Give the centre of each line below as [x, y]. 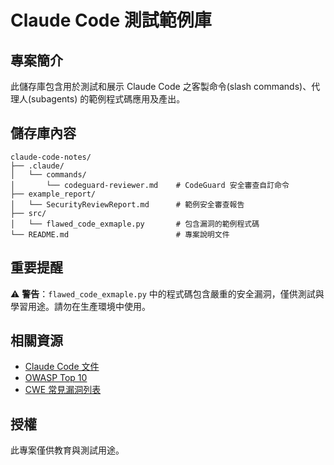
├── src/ [28, 213]
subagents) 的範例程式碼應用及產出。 [108, 99]
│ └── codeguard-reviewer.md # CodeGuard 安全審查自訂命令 [150, 185]
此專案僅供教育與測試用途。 [67, 450]
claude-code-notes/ [51, 157]
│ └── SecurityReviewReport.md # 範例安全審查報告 [127, 204]
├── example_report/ [53, 194]
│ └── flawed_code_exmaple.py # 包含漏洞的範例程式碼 [135, 224]
